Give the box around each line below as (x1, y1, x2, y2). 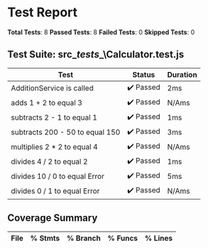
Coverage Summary (7, 212, 98, 224)
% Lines (144, 233, 173, 243)
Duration (167, 69, 197, 79)
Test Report (7, 4, 78, 21)
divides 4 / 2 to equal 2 (11, 157, 88, 167)
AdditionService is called (11, 83, 94, 93)
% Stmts (30, 233, 60, 243)
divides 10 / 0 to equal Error (11, 172, 105, 182)
